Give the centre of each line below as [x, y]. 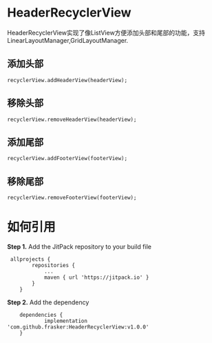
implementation [66, 321]
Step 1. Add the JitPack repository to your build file [79, 247]
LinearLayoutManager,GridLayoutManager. [68, 40]
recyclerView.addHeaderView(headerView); [67, 80]
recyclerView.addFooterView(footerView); [67, 159]
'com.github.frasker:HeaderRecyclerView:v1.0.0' [78, 327]
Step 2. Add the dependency [48, 302]
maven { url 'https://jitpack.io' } [96, 277]
